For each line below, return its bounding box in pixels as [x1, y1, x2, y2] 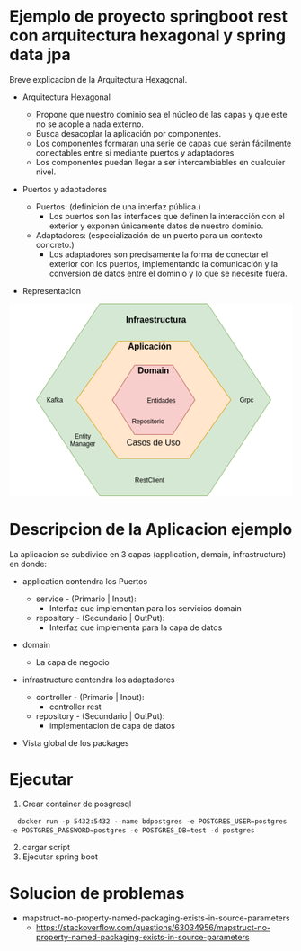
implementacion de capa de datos [49, 720, 175, 731]
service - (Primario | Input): [35, 593, 137, 604]
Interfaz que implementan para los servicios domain [49, 602, 243, 613]
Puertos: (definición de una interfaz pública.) [35, 200, 202, 212]
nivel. [35, 166, 57, 177]
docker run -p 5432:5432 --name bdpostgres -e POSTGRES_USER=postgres [17, 817, 288, 826]
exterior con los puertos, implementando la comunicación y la [49, 258, 279, 269]
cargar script [22, 842, 70, 853]
